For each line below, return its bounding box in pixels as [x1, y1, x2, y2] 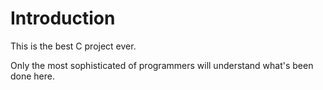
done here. [10, 70, 56, 82]
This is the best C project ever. [10, 40, 137, 52]
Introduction [10, 7, 116, 30]
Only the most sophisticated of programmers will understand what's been [10, 59, 314, 71]
